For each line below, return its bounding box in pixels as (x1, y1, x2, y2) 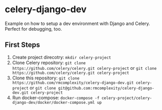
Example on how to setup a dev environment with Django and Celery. (5, 20, 150, 26)
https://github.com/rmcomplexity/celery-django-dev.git (12, 80, 134, 85)
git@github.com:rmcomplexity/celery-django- (58, 86, 154, 91)
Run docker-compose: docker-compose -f (12, 94, 100, 100)
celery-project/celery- (101, 95, 152, 100)
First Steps (5, 41, 40, 49)
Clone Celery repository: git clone (12, 60, 86, 66)
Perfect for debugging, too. (5, 25, 62, 32)
